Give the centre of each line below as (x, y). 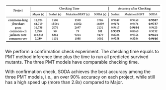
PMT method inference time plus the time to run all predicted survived (77, 57)
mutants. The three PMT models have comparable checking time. (72, 62)
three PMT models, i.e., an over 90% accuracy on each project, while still (80, 77)
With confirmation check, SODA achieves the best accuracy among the (78, 72)
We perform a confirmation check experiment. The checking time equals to (82, 51)
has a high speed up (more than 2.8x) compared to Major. (64, 82)
